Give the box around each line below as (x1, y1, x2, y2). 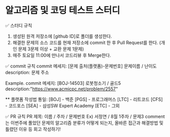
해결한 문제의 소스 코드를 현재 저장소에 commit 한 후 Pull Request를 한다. (12, 39, 158, 46)
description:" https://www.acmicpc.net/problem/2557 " (5, 86, 118, 92)
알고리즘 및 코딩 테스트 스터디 (5, 5, 120, 16)
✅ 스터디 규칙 (5, 22, 32, 28)
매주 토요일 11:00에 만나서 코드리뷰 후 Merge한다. (12, 52, 112, 58)
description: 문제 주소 (5, 69, 49, 75)
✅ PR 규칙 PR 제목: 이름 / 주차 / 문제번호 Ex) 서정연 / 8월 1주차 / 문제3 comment (5, 113, 165, 119)
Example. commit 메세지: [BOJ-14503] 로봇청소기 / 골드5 (5, 80, 121, 86)
